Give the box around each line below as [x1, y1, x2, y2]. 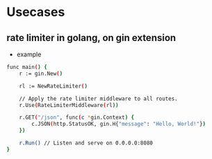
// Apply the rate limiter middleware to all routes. [19, 95, 178, 102]
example [16, 50, 42, 58]
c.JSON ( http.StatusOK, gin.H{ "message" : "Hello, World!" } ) [31, 121, 206, 128]
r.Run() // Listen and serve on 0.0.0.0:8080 [19, 140, 154, 147]
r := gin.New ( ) [19, 70, 63, 77]
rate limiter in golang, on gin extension [6, 32, 177, 44]
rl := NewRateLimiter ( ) [19, 83, 88, 90]
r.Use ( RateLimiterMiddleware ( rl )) [19, 101, 119, 108]
